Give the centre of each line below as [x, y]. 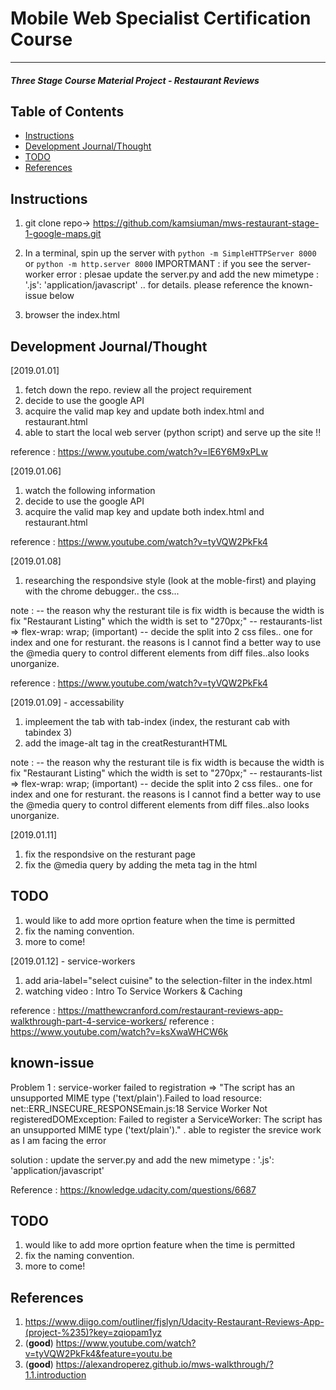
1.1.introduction [55, 1375]
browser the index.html [72, 315]
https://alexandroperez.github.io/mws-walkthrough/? [164, 1364]
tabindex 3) [48, 732]
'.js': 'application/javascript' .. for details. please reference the [152, 285]
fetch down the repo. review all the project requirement [138, 389]
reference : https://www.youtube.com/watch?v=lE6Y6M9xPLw [139, 451]
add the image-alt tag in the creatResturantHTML [126, 743]
